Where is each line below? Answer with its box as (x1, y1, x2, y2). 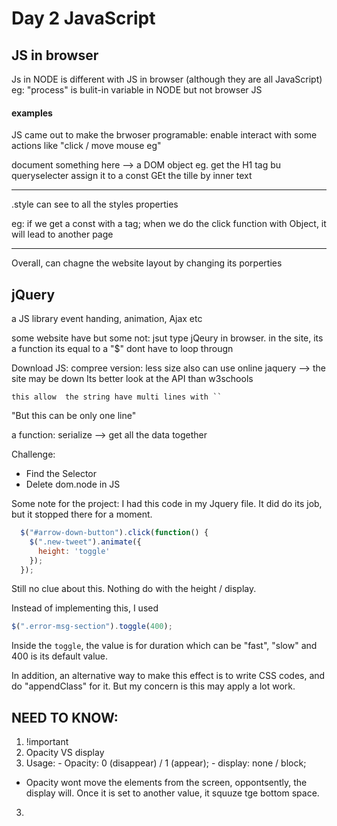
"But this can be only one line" (11, 410, 137, 422)
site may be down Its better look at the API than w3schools (11, 373, 254, 385)
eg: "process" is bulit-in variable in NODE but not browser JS (11, 84, 263, 96)
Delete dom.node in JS (25, 478, 121, 491)
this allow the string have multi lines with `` (11, 392, 223, 402)
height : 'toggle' (37, 546, 111, 556)
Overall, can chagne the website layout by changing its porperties (11, 257, 283, 269)
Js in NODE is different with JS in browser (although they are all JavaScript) (11, 73, 323, 85)
